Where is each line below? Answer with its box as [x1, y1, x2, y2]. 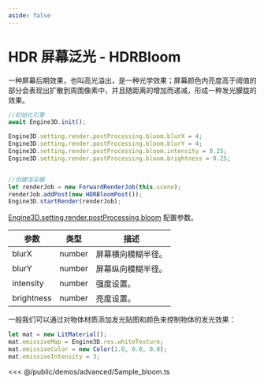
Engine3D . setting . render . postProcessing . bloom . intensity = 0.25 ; [8, 147, 228, 155]
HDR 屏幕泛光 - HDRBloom [8, 48, 181, 65]
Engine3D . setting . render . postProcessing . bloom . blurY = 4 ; [8, 140, 203, 148]
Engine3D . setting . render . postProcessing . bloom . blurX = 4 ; [8, 132, 203, 140]
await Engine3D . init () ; [8, 118, 87, 126]
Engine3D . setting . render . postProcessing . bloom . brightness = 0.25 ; [8, 155, 231, 162]
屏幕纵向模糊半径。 [95, 263, 168, 274]
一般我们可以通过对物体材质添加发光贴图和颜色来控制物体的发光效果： [8, 315, 236, 324]
